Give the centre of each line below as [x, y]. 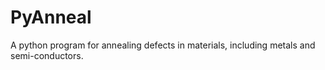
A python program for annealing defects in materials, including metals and [163, 45]
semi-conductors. [47, 55]
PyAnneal [51, 17]
